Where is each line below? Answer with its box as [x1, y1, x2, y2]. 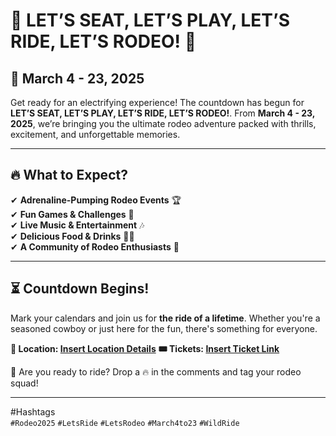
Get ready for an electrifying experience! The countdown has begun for [10, 97, 305, 108]
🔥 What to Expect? [10, 167, 128, 184]
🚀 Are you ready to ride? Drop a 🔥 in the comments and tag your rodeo [10, 365, 302, 378]
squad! [10, 377, 39, 389]
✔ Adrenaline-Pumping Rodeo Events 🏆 [10, 194, 182, 206]
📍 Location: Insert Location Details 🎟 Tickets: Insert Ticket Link [10, 342, 280, 354]
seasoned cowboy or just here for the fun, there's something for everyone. [10, 322, 318, 334]
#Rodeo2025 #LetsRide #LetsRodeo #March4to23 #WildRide [10, 418, 240, 428]
